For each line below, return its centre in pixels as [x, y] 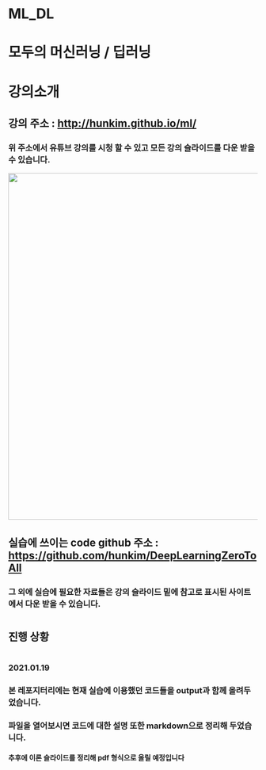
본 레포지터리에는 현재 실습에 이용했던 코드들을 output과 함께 [118, 690]
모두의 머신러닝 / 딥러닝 [80, 53]
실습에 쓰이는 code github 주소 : [84, 542]
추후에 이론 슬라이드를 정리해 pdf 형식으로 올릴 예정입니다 [96, 758]
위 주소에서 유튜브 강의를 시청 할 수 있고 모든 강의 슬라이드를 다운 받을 [132, 147]
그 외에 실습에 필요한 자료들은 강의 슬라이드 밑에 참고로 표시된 [118, 592]
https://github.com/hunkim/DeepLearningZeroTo [133, 555]
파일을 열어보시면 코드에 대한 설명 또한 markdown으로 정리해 [118, 726]
